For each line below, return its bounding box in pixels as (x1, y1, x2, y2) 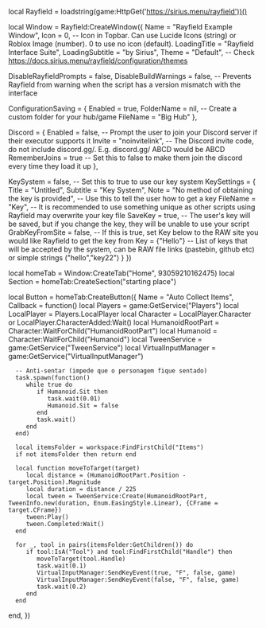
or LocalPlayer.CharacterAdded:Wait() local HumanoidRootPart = (8, 318, 220, 327)
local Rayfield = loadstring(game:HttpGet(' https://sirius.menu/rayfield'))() (8, 7, 248, 16)
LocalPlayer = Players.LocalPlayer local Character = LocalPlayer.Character (8, 310, 252, 318)
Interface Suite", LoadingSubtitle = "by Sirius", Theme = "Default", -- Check (8, 48, 256, 57)
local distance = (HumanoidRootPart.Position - (25, 471, 187, 479)
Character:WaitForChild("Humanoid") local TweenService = (8, 334, 202, 344)
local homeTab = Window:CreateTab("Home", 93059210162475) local (8, 268, 235, 278)
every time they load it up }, (8, 162, 98, 170)
